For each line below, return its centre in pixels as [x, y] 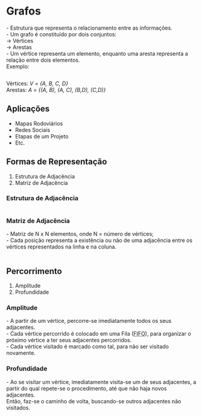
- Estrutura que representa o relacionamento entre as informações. [90, 28]
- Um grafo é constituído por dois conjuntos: [61, 34]
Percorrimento [34, 271]
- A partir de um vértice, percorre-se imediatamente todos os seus [89, 321]
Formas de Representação [57, 162]
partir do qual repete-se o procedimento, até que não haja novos [87, 388]
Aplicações [28, 109]
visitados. [18, 408]
